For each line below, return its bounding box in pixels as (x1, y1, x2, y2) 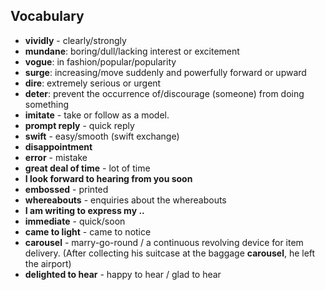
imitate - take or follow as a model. (24, 109, 170, 121)
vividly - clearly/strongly (24, 34, 127, 46)
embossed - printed (24, 183, 109, 195)
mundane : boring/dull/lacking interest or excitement (24, 45, 240, 57)
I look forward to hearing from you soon (24, 172, 193, 184)
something (24, 98, 70, 110)
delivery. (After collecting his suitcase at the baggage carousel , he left (24, 247, 316, 259)
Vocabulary (10, 8, 85, 25)
